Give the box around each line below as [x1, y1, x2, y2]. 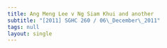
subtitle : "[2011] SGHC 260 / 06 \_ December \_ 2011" [7, 17, 161, 24]
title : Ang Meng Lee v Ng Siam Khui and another [7, 10, 154, 18]
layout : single [7, 30, 53, 37]
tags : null [7, 23, 40, 30]
